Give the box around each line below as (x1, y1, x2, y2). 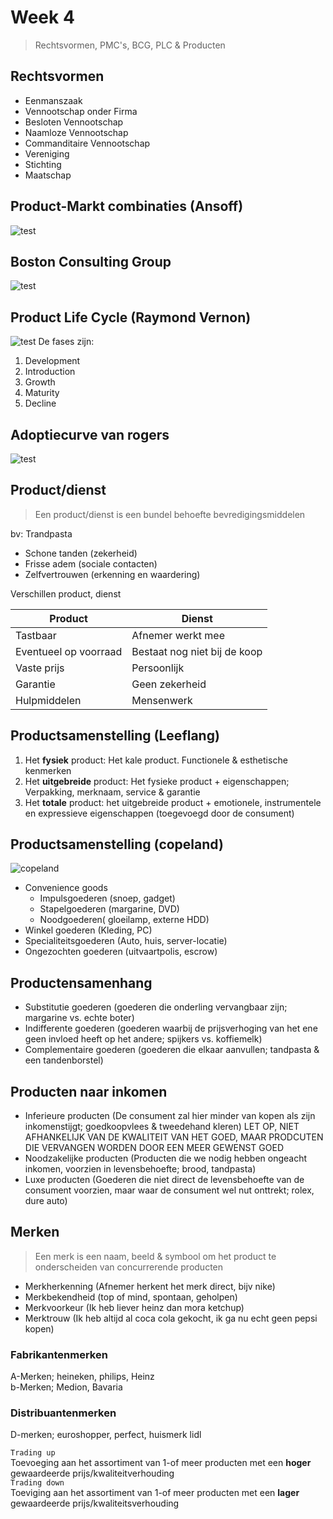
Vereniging (24, 147, 70, 160)
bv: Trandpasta (10, 527, 73, 540)
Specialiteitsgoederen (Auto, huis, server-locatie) (24, 935, 228, 947)
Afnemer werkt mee (131, 628, 226, 642)
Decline (24, 397, 57, 410)
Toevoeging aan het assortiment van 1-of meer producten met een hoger (10, 1457, 312, 1469)
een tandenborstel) (24, 1054, 104, 1066)
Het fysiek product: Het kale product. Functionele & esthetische (24, 754, 288, 766)
